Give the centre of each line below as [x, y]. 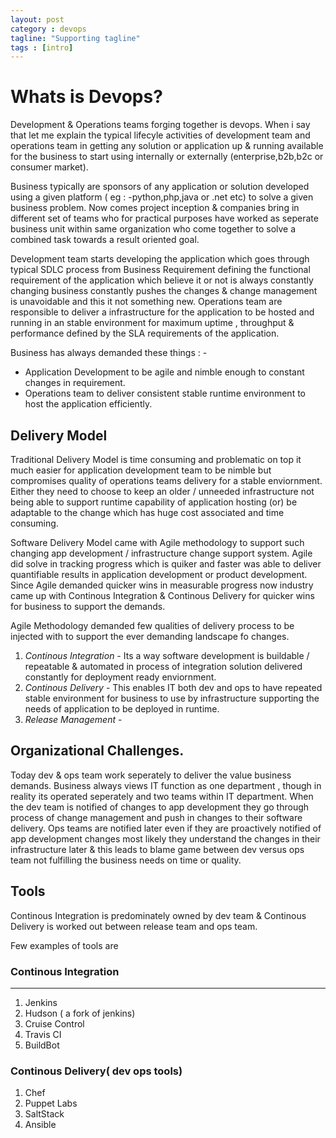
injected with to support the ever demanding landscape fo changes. [150, 636]
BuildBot [42, 1045]
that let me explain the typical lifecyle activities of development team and [160, 135]
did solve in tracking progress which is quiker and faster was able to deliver [166, 564]
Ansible [40, 1125]
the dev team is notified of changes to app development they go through [160, 807]
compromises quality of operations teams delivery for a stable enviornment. [166, 480]
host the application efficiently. [88, 404]
